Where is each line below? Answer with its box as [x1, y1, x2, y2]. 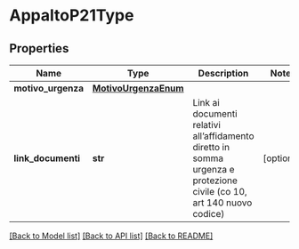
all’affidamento [192, 130, 255, 142]
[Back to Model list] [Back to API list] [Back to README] [9, 230, 214, 241]
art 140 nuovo [192, 197, 253, 209]
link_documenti [13, 152, 81, 165]
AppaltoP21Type [9, 5, 134, 26]
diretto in [192, 141, 230, 153]
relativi [192, 119, 221, 131]
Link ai [192, 97, 220, 108]
